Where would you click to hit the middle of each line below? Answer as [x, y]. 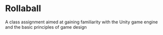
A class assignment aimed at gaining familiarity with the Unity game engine [81, 22]
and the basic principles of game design [46, 27]
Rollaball [23, 9]
